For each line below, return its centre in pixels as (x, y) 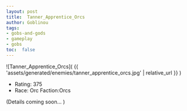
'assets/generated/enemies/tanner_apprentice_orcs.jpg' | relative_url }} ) (94, 73)
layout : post (22, 11)
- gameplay (19, 39)
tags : (13, 28)
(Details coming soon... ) (36, 102)
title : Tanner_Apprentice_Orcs (45, 17)
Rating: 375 (28, 84)
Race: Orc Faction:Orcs (42, 90)
